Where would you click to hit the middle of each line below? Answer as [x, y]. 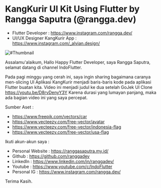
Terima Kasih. [19, 181]
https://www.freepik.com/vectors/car [50, 116]
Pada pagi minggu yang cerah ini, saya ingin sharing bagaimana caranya [78, 77]
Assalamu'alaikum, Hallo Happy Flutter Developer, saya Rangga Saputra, [78, 62]
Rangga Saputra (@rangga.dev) [71, 19]
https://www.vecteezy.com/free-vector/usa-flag [60, 132]
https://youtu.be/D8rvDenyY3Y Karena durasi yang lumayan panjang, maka [81, 92]
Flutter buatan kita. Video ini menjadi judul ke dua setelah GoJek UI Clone [79, 87]
